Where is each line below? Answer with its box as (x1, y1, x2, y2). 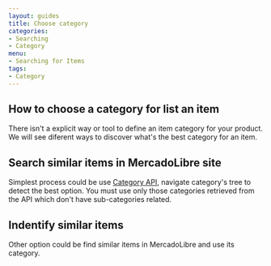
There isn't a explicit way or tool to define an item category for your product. (8, 123, 263, 134)
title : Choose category (8, 19, 89, 28)
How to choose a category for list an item (8, 102, 220, 116)
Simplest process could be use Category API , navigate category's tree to (8, 178, 252, 187)
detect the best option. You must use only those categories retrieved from (8, 186, 255, 195)
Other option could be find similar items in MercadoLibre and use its (8, 240, 235, 250)
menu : (8, 49, 27, 58)
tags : (8, 65, 27, 73)
